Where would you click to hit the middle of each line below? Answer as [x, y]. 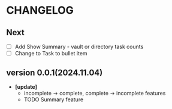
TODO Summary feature [54, 99]
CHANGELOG [40, 10]
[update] [26, 86]
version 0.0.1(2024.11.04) [55, 72]
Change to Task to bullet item [51, 54]
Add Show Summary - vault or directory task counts [79, 46]
